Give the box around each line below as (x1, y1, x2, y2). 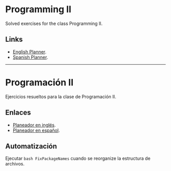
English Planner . (12, 48, 47, 54)
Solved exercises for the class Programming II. (5, 20, 103, 26)
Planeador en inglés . (12, 122, 56, 128)
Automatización (5, 141, 58, 151)
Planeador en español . (12, 127, 60, 133)
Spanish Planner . (12, 54, 48, 60)
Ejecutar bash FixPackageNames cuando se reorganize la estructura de (5, 155, 151, 161)
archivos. (5, 161, 24, 167)
